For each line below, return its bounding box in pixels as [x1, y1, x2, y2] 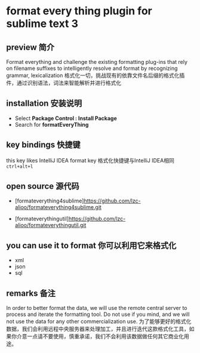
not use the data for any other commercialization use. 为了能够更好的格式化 [6, 318, 192, 325]
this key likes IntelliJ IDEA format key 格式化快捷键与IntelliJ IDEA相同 [6, 156, 174, 164]
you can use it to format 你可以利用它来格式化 [6, 240, 177, 250]
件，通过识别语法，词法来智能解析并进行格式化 [6, 79, 121, 86]
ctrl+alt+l [6, 163, 33, 170]
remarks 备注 [6, 288, 56, 298]
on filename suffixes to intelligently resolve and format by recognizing [6, 65, 178, 72]
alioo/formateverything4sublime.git [14, 204, 101, 211]
